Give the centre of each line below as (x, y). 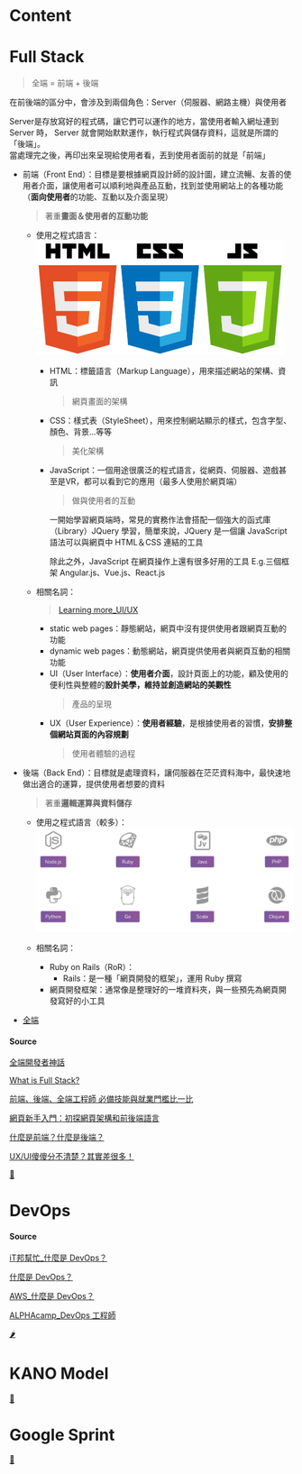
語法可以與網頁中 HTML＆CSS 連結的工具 (126, 543)
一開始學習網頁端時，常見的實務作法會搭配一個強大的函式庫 (160, 520)
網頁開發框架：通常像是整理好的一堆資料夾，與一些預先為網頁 (164, 989)
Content (41, 16)
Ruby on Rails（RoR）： (92, 967)
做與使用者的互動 (104, 500)
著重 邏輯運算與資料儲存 (88, 803)
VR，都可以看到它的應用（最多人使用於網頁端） (154, 481)
